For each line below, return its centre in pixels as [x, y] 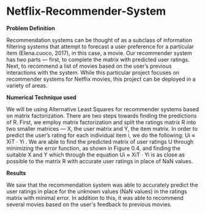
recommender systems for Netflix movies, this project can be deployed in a [101, 79]
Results [16, 173]
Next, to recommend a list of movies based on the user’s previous [89, 66]
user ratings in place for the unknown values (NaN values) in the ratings [97, 191]
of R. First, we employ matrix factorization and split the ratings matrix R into [101, 122]
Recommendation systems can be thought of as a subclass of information [99, 40]
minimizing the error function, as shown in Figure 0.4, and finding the [93, 148]
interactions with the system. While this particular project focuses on [93, 72]
